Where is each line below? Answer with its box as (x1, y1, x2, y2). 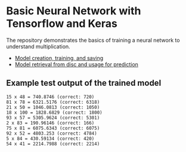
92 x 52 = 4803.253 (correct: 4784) (6, 130, 97, 137)
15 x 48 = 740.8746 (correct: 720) (6, 94, 95, 100)
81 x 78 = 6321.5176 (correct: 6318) (6, 99, 100, 105)
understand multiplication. (6, 43, 70, 50)
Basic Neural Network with (6, 4, 141, 18)
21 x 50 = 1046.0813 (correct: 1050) (6, 104, 100, 110)
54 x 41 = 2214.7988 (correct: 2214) (6, 141, 100, 147)
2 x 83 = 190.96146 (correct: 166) (6, 120, 95, 126)
